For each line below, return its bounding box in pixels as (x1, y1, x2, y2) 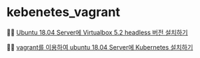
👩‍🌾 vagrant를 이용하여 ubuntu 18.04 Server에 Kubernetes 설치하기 (6, 43, 194, 51)
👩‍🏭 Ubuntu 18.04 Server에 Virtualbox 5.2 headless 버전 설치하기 (6, 28, 188, 36)
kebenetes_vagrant (6, 4, 120, 20)
